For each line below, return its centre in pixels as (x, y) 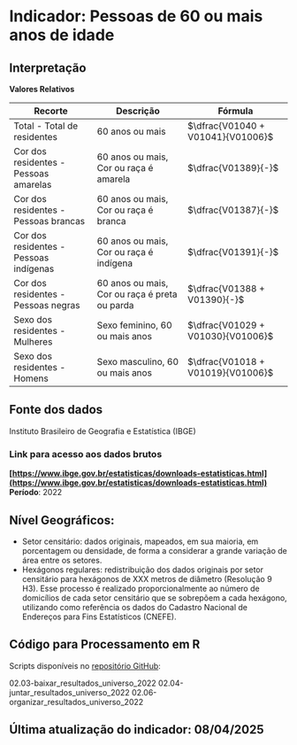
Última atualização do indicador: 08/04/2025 (137, 729)
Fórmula (236, 111)
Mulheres (33, 341)
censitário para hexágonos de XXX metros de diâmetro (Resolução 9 (147, 578)
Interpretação (48, 68)
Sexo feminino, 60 (134, 325)
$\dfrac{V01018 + (226, 362)
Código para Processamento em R (105, 644)
